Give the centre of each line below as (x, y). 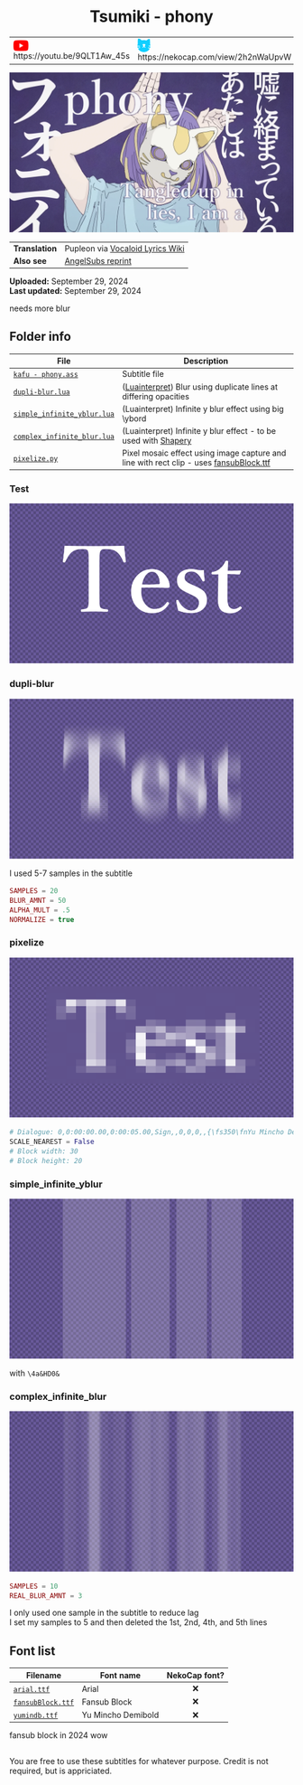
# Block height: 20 (46, 1160)
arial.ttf (32, 1689)
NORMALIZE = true (42, 919)
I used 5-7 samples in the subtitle (71, 873)
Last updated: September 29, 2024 (75, 290)
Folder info (41, 337)
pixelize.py (36, 458)
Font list (32, 1651)
